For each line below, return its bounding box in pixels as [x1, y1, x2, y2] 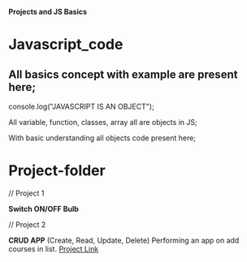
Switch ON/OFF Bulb [8, 204, 80, 213]
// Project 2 [8, 219, 46, 230]
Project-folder [8, 161, 106, 180]
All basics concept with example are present [8, 67, 238, 81]
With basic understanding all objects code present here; [8, 133, 197, 143]
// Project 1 [8, 188, 45, 198]
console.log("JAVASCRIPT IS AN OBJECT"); [8, 101, 154, 111]
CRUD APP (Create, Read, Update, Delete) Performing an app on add [8, 235, 240, 245]
